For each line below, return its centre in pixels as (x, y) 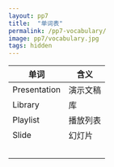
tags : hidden (30, 46)
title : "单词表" (36, 23)
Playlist (26, 120)
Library (26, 105)
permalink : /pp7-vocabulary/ (57, 31)
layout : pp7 (28, 16)
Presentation (36, 90)
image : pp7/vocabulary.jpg (54, 38)
